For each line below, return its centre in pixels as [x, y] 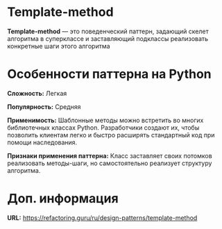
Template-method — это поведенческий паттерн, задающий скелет [108, 31]
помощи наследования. [42, 142]
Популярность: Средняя [44, 107]
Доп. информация [63, 199]
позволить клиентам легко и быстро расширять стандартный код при [111, 135]
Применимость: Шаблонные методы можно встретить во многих [105, 120]
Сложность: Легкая [37, 93]
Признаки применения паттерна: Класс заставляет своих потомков [110, 155]
